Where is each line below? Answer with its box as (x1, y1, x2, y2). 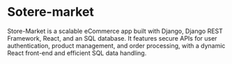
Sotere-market (7, 4, 94, 20)
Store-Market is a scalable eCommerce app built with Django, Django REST (7, 27, 223, 35)
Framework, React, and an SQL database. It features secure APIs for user (7, 34, 217, 42)
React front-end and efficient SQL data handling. (7, 49, 147, 57)
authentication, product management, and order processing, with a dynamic (7, 41, 226, 50)
